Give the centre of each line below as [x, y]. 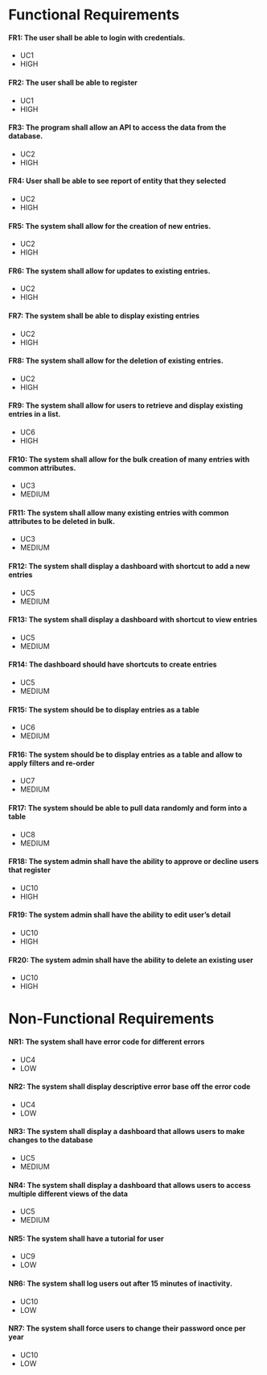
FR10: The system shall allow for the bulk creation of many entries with [129, 459]
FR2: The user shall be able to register [73, 82]
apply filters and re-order [51, 762]
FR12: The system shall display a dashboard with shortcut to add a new [129, 567]
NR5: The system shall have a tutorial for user [86, 1238]
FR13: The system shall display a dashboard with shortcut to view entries [133, 620]
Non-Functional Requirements [111, 1019]
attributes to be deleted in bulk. [62, 521]
